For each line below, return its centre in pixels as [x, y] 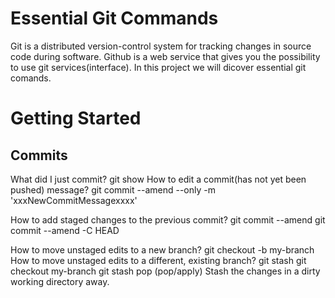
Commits [39, 155]
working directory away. [60, 281]
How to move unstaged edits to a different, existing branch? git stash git [158, 260]
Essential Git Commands [114, 18]
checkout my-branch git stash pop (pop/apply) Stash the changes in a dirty [165, 271]
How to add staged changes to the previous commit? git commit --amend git [168, 219]
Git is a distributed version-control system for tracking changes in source [161, 46]
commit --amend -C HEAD [65, 230]
